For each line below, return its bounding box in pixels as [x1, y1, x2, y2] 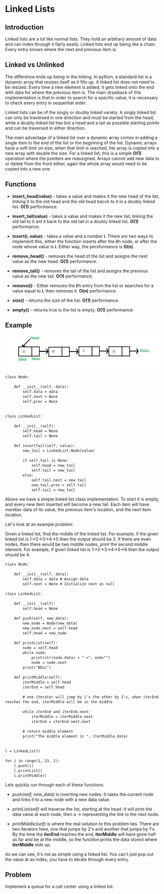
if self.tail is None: [23, 458, 69, 463]
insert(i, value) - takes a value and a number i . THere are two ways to [12, 233, 153, 239]
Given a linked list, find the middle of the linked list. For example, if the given [5, 531, 159, 537]
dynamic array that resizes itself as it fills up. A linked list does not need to [5, 79, 155, 85]
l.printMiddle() [14, 773, 47, 778]
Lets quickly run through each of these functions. [5, 781, 105, 787]
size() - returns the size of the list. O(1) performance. [12, 297, 119, 303]
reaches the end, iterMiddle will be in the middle [5, 699, 113, 704]
